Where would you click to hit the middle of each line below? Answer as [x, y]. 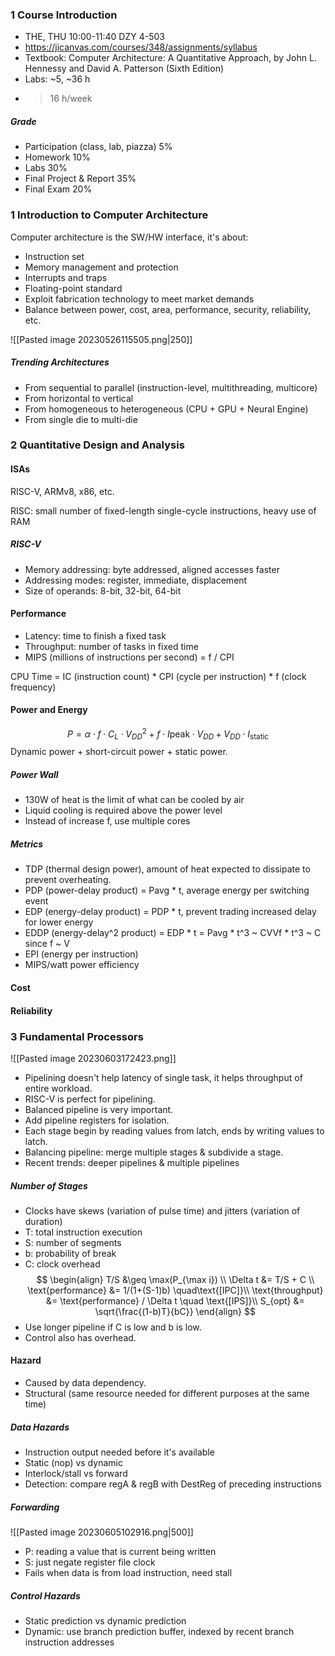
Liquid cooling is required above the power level [123, 810]
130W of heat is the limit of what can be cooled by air [134, 800]
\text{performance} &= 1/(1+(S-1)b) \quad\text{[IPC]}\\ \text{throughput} [175, 1290]
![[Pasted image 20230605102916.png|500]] [102, 1532]
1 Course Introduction [64, 15]
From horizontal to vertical [79, 398]
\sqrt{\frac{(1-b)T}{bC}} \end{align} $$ [175, 1311]
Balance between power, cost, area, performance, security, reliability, [168, 309]
